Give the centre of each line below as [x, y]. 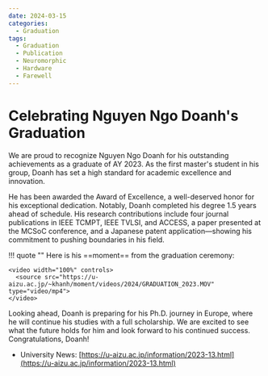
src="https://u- [71, 277]
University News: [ [51, 354]
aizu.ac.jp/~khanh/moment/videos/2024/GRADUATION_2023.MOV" [112, 284]
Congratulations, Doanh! [49, 339]
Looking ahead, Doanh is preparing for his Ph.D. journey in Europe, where [131, 313]
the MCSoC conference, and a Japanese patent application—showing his [130, 231]
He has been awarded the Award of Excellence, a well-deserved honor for [132, 196]
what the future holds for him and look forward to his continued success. [129, 330]
